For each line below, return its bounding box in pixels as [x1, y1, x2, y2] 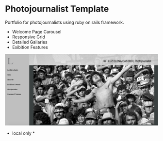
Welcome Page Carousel [12, 29, 62, 34]
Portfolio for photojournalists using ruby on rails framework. [5, 19, 124, 25]
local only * [12, 130, 35, 136]
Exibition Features [12, 44, 49, 50]
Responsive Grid [12, 34, 45, 40]
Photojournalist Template [5, 3, 109, 15]
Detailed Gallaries [12, 39, 48, 45]
